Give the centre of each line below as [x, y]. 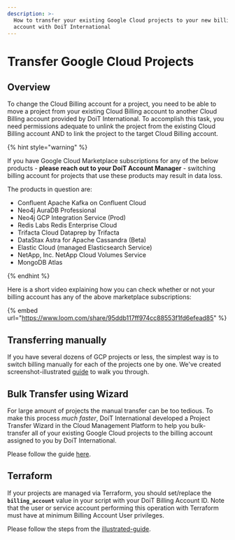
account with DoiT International [62, 27]
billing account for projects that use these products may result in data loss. [115, 176]
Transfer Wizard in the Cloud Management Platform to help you [99, 425]
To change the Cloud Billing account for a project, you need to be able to [112, 104]
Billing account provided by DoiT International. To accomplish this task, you [116, 119]
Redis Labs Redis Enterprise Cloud [67, 226]
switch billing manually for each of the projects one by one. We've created [114, 364]
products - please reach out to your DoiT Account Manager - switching [111, 168]
